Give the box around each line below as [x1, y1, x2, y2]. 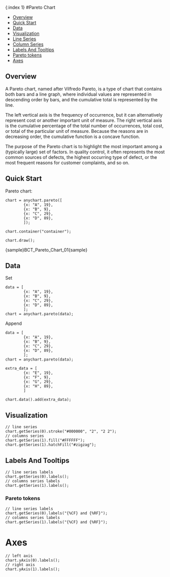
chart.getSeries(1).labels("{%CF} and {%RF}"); [5, 519, 108, 525]
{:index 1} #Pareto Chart [5, 5, 56, 10]
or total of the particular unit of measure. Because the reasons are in [5, 128, 149, 134]
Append [5, 320, 22, 326]
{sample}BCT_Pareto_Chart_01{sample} [5, 246, 88, 253]
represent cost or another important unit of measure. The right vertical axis [5, 117, 162, 123]
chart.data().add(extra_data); [5, 397, 72, 402]
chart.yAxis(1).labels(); [5, 567, 60, 572]
